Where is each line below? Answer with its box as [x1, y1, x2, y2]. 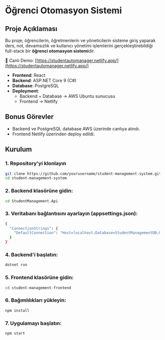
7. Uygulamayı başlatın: [5, 320, 62, 327]
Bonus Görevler [5, 113, 54, 121]
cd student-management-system [5, 176, 67, 181]
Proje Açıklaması [5, 25, 57, 33]
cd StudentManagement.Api [5, 198, 58, 204]
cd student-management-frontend [5, 285, 71, 290]
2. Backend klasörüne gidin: [5, 187, 73, 194]
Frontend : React [12, 72, 46, 78]
